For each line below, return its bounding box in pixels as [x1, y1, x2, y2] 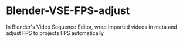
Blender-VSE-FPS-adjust [6, 4, 130, 17]
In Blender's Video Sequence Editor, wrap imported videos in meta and [6, 23, 177, 30]
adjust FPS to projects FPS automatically [6, 29, 104, 36]
